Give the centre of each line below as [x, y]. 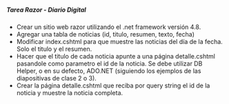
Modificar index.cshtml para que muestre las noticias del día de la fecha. [120, 41]
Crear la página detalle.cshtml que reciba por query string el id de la [113, 85]
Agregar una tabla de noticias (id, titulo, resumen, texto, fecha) [105, 34]
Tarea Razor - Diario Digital [47, 10]
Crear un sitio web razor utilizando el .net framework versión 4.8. [109, 27]
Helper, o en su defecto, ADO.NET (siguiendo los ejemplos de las [109, 71]
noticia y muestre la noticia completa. [70, 92]
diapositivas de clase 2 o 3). [57, 78]
